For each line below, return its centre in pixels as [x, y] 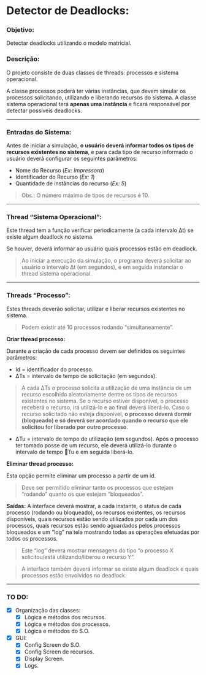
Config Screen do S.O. [52, 645]
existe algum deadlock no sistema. [50, 237]
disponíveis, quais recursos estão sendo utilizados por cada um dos [92, 519]
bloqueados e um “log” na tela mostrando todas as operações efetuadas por [103, 532]
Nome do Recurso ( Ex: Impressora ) [60, 171]
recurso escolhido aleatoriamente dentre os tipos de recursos [99, 394]
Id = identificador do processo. [54, 369]
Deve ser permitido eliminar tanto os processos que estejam [97, 487]
